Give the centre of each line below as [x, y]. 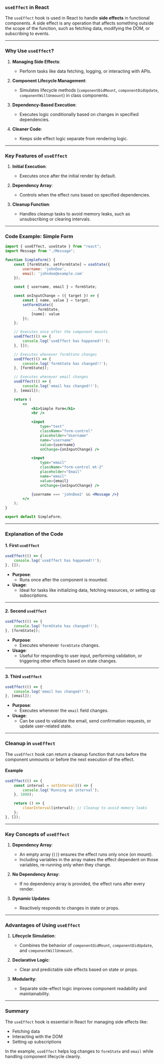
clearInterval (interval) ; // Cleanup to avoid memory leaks [85, 808]
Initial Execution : [30, 166]
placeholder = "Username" [64, 435]
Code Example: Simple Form [39, 236]
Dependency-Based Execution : [44, 105]
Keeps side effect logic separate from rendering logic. [74, 138]
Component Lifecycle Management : [49, 80]
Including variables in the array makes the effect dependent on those [89, 860]
